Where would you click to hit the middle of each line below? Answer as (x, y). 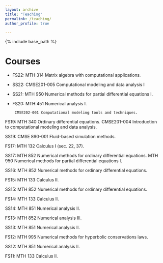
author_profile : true (27, 23)
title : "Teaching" (24, 14)
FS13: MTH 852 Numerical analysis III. (43, 218)
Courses (23, 61)
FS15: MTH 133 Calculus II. (32, 180)
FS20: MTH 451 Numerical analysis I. (49, 104)
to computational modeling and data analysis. (51, 127)
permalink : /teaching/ (28, 19)
